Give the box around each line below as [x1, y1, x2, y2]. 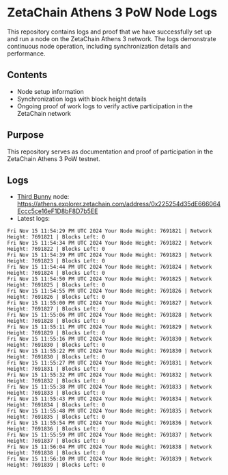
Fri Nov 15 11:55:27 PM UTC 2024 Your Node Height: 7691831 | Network [7, 360, 212, 367]
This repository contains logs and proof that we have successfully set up [7, 27, 212, 36]
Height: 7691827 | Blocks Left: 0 [7, 306, 106, 313]
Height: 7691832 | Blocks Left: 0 [7, 378, 106, 385]
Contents [7, 69, 48, 81]
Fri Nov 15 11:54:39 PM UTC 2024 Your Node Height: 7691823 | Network [7, 252, 212, 258]
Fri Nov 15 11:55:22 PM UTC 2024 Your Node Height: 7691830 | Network [7, 348, 212, 354]
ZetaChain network [16, 109, 72, 117]
